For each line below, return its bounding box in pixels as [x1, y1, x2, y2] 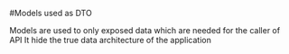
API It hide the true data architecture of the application [9, 35, 212, 45]
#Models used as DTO [9, 8, 92, 18]
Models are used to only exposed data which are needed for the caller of [9, 25, 281, 35]
